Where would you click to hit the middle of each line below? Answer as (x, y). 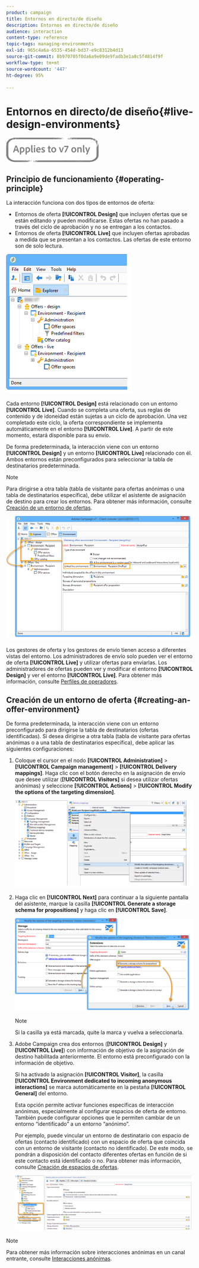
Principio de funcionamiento (60, 179)
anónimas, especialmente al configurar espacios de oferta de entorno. (101, 1111)
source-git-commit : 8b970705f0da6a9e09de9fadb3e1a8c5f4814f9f (85, 57)
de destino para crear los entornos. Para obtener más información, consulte (99, 501)
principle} (25, 188)
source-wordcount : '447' (37, 69)
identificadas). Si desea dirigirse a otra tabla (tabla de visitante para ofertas (98, 736)
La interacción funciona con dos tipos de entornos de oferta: (80, 203)
